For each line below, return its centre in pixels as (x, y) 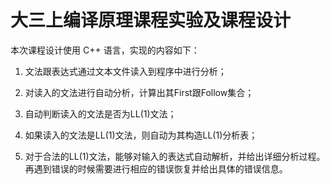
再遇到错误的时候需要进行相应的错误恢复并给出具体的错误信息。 (156, 168)
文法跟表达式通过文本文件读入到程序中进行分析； (125, 71)
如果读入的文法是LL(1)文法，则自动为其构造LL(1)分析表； (141, 135)
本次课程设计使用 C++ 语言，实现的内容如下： (105, 50)
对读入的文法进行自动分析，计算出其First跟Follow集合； (139, 92)
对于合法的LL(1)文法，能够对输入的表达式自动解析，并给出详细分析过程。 (175, 156)
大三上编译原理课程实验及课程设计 (151, 20)
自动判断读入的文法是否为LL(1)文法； (100, 113)
